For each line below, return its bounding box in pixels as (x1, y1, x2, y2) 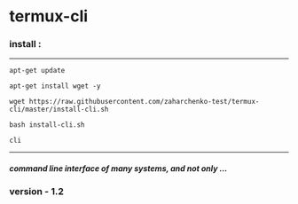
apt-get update (9, 67, 66, 75)
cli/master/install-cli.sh (9, 105, 109, 114)
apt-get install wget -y (9, 82, 101, 90)
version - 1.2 (9, 185, 64, 198)
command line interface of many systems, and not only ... (9, 163, 228, 174)
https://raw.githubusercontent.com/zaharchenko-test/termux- (28, 98, 260, 106)
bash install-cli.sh (9, 121, 86, 129)
